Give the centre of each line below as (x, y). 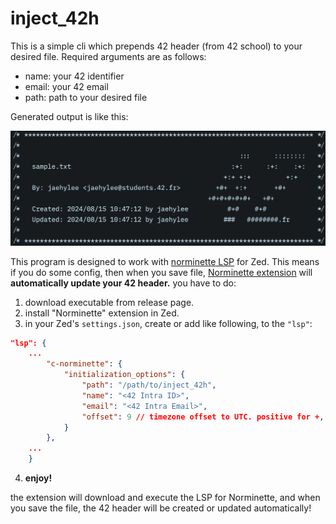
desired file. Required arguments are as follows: (108, 56)
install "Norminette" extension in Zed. (102, 313)
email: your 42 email (66, 86)
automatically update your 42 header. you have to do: (123, 283)
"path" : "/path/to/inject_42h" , (149, 385)
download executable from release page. (109, 302)
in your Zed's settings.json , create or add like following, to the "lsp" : (168, 323)
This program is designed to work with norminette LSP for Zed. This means (165, 261)
